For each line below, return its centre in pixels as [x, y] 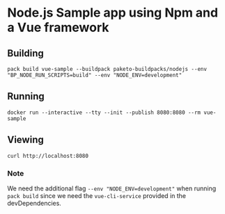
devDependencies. [34, 203]
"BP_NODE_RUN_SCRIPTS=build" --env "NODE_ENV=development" [95, 75]
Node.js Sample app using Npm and [113, 13]
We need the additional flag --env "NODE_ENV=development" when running [112, 188]
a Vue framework [58, 27]
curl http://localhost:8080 [48, 156]
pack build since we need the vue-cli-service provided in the [97, 195]
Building [25, 53]
